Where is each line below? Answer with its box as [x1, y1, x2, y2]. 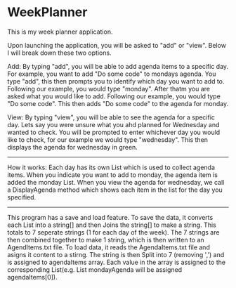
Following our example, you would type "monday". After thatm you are [7, 84, 211, 93]
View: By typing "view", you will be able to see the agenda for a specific [7, 113, 216, 122]
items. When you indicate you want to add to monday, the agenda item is [7, 170, 218, 179]
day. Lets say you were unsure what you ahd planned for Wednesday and [7, 120, 220, 129]
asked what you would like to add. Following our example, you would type [7, 92, 221, 100]
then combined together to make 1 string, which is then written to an [7, 235, 205, 244]
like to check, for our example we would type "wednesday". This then [7, 135, 209, 144]
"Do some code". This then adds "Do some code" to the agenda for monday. [7, 99, 229, 107]
